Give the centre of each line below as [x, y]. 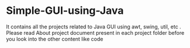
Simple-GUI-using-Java [65, 11]
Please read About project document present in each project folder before [95, 32]
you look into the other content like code [55, 39]
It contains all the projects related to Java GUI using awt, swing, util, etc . [94, 27]
